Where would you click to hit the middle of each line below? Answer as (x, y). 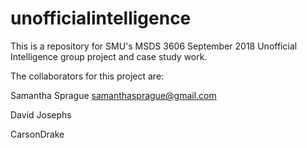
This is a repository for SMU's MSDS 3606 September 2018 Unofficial (154, 46)
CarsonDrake (37, 134)
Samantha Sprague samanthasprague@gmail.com (113, 95)
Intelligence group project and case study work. (109, 56)
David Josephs (41, 114)
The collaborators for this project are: (87, 76)
